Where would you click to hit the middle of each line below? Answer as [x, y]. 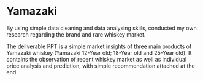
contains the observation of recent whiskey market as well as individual [97, 59]
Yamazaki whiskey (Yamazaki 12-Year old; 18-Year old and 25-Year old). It [99, 52]
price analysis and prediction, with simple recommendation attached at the [101, 66]
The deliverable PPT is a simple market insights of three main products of [99, 46]
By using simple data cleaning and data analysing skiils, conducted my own [102, 28]
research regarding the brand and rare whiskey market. [76, 34]
